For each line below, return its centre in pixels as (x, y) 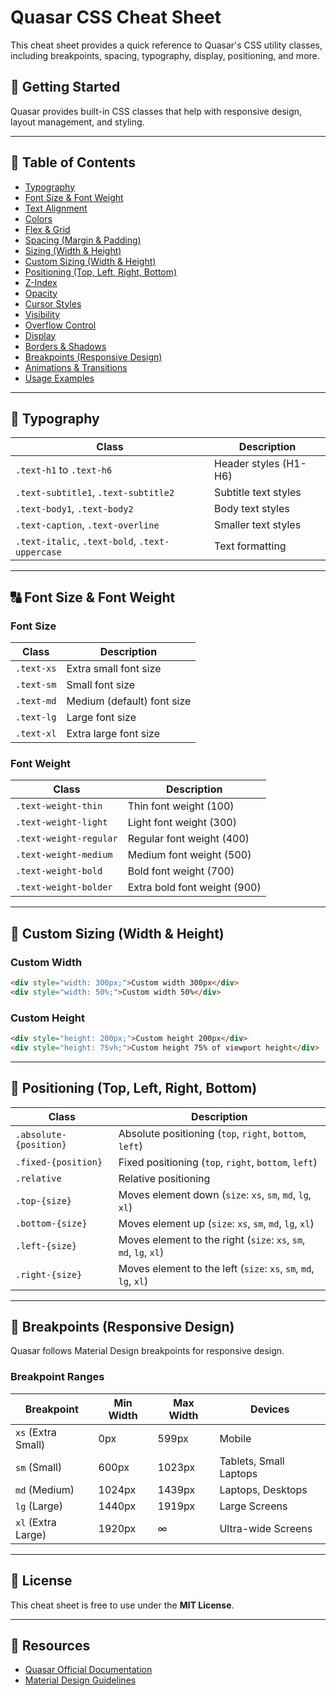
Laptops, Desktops (263, 1489)
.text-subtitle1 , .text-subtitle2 (95, 493)
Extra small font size (114, 669)
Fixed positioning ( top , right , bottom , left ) (218, 1162)
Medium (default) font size (129, 701)
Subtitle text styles (258, 493)
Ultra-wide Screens (266, 1528)
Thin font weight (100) (181, 806)
